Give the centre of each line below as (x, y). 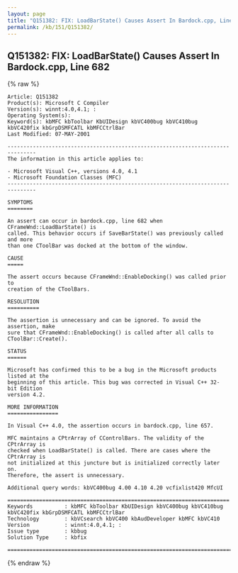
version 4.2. (27, 395)
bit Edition (25, 389)
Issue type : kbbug (47, 532)
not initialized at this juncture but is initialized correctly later (114, 463)
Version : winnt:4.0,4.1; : (64, 525)
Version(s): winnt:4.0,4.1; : (52, 110)
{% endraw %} (29, 563)
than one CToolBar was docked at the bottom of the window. (98, 246)
